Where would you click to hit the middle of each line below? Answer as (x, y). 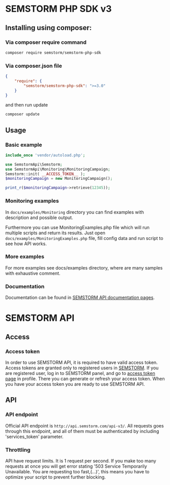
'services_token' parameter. (34, 437)
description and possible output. (39, 218)
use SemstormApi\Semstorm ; (34, 164)
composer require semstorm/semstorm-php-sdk (53, 52)
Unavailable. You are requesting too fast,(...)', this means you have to (77, 471)
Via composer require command (46, 42)
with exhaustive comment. (33, 273)
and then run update (27, 105)
